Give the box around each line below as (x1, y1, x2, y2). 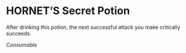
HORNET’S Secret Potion (6, 4, 130, 18)
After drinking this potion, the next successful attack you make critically (6, 24, 181, 31)
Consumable (6, 41, 37, 48)
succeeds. (6, 29, 31, 37)
